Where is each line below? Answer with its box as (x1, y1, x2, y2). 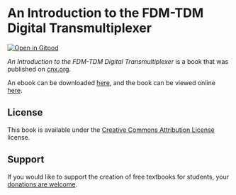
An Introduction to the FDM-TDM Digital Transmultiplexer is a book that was (7, 57, 229, 65)
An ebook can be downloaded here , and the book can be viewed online (7, 78, 216, 87)
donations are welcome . (7, 179, 78, 189)
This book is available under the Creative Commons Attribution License (7, 126, 215, 134)
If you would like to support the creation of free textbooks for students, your (7, 172, 229, 181)
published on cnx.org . (7, 65, 72, 73)
